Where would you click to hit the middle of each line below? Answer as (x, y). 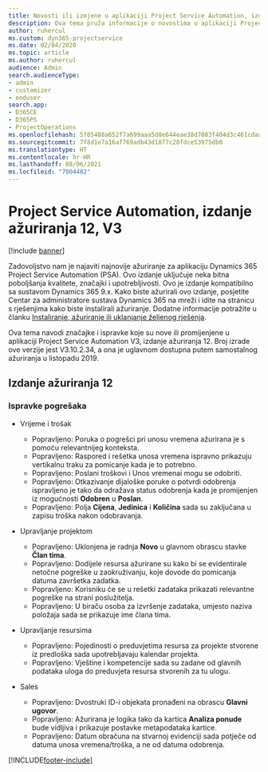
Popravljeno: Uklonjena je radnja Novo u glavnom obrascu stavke (139, 546)
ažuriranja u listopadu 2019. (54, 358)
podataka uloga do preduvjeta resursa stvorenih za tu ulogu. (131, 671)
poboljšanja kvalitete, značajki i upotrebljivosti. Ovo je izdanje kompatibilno (131, 283)
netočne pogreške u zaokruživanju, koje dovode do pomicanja (134, 572)
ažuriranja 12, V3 (65, 228)
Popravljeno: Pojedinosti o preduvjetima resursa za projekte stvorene (145, 646)
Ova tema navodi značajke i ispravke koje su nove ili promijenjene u (119, 332)
